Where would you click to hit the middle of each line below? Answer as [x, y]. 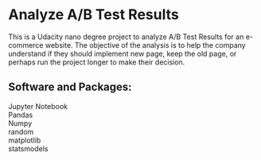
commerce [26, 45]
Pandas [21, 115]
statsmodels [28, 148]
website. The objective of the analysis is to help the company [145, 45]
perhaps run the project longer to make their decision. [97, 62]
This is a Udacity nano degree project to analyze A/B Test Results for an [126, 37]
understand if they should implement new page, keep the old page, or [123, 53]
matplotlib [25, 140]
